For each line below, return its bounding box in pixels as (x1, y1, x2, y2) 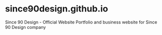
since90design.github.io (5, 3, 108, 14)
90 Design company (5, 24, 46, 30)
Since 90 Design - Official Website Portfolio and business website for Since (5, 19, 158, 25)
